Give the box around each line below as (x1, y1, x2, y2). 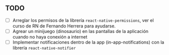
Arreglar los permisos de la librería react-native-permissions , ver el (12, 17, 154, 23)
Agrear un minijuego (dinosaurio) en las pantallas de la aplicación (12, 28, 149, 34)
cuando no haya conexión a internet (12, 33, 87, 39)
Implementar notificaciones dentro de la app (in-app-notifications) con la (12, 39, 164, 45)
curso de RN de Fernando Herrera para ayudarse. (12, 22, 116, 29)
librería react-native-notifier (12, 45, 76, 50)
